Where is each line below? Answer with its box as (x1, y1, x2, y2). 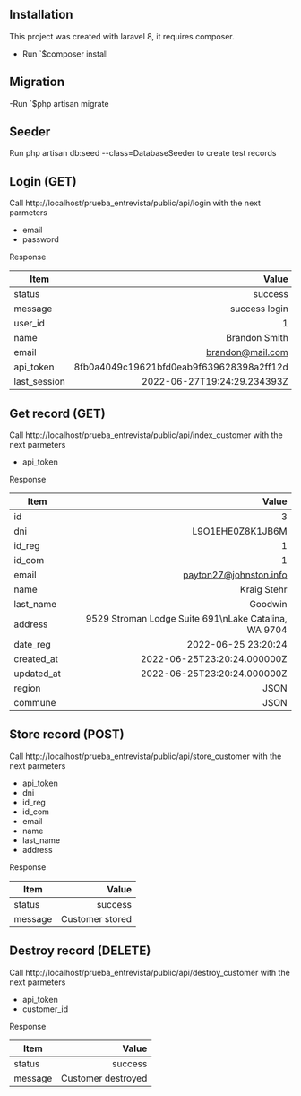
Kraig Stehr (240, 583, 288, 596)
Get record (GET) (9, 405, 106, 421)
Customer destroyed (61, 1072, 148, 1084)
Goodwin (249, 598, 288, 611)
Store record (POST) (9, 726, 125, 743)
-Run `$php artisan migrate (9, 98, 109, 109)
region (13, 682, 41, 694)
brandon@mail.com (205, 346, 288, 359)
